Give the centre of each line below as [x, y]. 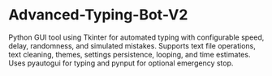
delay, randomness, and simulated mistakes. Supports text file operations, [132, 45]
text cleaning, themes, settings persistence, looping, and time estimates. [130, 54]
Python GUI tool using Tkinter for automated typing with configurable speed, [136, 37]
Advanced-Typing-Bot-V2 [98, 15]
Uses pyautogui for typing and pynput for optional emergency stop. [121, 63]
